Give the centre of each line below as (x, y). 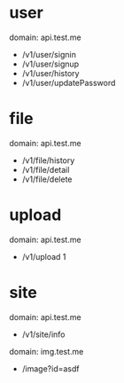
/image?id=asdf (50, 368)
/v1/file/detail (46, 169)
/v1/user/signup (50, 64)
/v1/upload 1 (44, 256)
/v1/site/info (43, 334)
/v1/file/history (48, 160)
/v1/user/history (50, 73)
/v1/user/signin (49, 54)
